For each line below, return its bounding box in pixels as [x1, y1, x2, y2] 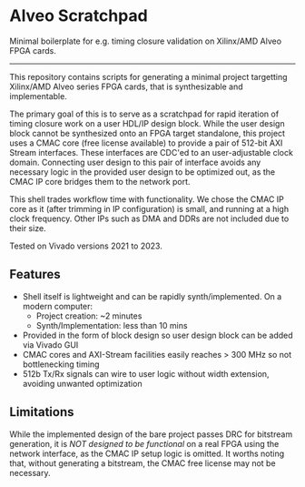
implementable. [9, 90, 68, 101]
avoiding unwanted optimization [22, 378, 143, 389]
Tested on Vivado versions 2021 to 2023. [9, 240, 163, 251]
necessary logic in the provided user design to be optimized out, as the [9, 166, 276, 178]
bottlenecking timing [22, 359, 100, 370]
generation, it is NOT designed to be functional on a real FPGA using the [9, 438, 280, 449]
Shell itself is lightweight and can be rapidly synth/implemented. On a [22, 290, 282, 301]
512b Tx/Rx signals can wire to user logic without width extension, [22, 368, 270, 379]
